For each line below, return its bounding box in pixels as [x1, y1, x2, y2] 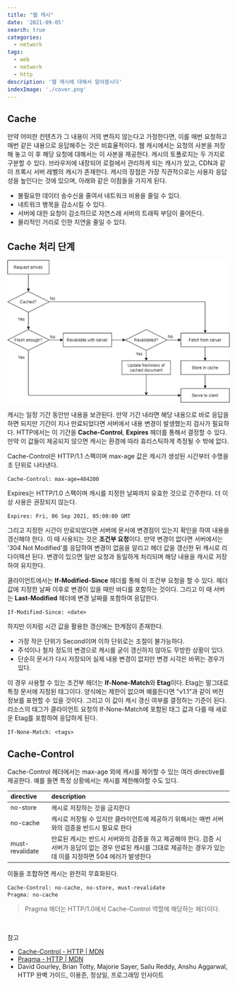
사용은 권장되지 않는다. [14, 498, 78, 506]
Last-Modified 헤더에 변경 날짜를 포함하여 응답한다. [14, 594, 159, 602]
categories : [7, 34, 42, 41]
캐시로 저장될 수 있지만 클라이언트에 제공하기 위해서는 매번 [51, 815, 211, 823]
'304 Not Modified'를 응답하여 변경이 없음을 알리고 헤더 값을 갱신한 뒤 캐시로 [7, 544, 221, 552]
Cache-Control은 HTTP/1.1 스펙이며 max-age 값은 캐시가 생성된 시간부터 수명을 [7, 452, 229, 461]
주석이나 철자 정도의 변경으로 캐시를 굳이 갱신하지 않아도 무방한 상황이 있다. [17, 646, 225, 655]
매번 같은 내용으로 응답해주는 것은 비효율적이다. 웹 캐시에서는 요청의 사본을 [7, 141, 213, 150]
